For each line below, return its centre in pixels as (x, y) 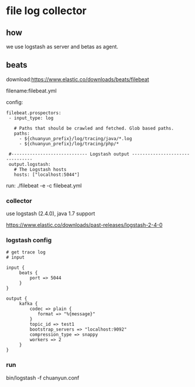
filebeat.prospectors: (34, 113)
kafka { (28, 304)
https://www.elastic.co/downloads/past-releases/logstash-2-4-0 (84, 225)
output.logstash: (30, 164)
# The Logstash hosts (40, 169)
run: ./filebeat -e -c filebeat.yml (44, 185)
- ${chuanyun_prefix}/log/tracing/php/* (69, 144)
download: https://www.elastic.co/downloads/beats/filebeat (78, 79)
